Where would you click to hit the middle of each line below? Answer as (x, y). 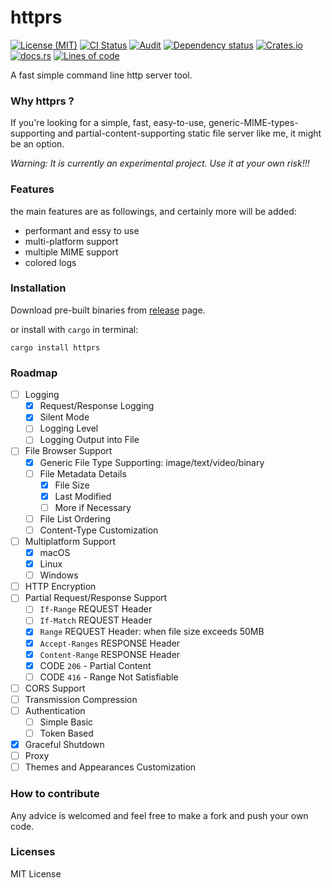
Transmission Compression (81, 699)
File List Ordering (75, 518)
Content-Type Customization (99, 530)
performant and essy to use (82, 230)
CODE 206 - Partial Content (95, 665)
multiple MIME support (71, 252)
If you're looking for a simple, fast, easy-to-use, (108, 123)
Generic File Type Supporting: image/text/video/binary (152, 462)
